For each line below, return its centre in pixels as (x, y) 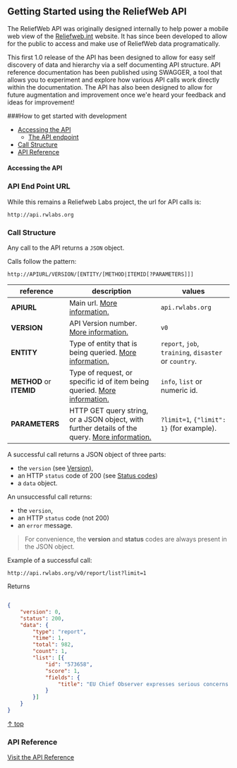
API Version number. (103, 323)
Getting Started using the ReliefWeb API (97, 12)
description (111, 291)
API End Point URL (39, 186)
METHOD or (31, 382)
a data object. (37, 483)
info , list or (181, 382)
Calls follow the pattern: (42, 261)
